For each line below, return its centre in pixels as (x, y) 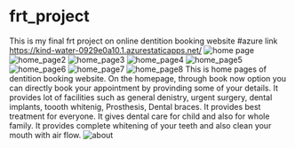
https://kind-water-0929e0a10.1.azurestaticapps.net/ (106, 50)
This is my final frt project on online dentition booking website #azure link (144, 41)
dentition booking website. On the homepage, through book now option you (148, 78)
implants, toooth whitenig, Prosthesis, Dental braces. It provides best (135, 106)
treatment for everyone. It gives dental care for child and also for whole (140, 116)
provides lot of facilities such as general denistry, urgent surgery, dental (141, 97)
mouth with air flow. (45, 135)
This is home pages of (226, 69)
